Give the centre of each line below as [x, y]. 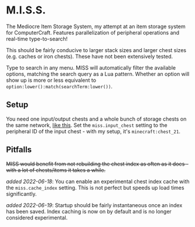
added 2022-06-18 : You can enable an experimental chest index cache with [98, 181]
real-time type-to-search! [37, 39]
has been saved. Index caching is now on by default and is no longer [89, 211]
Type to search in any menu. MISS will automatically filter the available [91, 67]
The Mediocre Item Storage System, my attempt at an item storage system [96, 26]
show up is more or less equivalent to [51, 80]
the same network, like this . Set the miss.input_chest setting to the [87, 125]
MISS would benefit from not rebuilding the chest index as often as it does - [97, 164]
